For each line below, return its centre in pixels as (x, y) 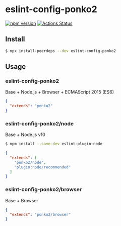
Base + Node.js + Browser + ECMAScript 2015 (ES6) (60, 92)
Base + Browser (22, 200)
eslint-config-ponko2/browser (44, 190)
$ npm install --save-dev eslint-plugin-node (54, 144)
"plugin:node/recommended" (43, 167)
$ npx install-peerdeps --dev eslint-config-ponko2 (60, 51)
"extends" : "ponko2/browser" (40, 214)
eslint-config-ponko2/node (40, 123)
